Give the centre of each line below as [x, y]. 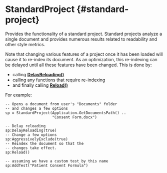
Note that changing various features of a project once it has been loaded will [84, 54]
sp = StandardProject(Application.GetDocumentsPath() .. [66, 113]
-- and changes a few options [37, 108]
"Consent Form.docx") [75, 117]
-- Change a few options [31, 135]
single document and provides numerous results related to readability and [81, 39]
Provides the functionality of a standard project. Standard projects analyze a [84, 34]
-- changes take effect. [31, 148]
